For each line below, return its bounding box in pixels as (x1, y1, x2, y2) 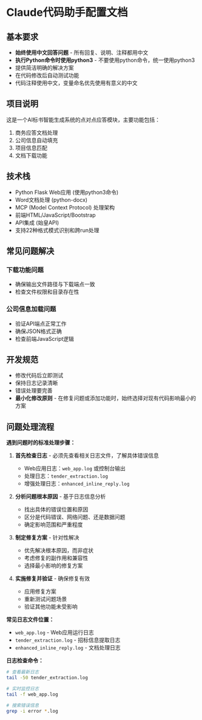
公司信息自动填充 (15, 136, 58, 143)
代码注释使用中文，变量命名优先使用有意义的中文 (15, 80, 138, 86)
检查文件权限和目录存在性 (15, 288, 79, 295)
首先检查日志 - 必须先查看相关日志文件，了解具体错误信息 (15, 452, 160, 459)
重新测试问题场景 (24, 595, 67, 603)
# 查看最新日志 (6, 669, 39, 675)
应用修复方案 (24, 588, 56, 595)
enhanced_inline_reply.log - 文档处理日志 (15, 644, 121, 651)
